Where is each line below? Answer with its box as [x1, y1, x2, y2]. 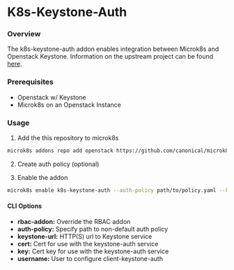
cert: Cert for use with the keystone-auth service [17, 240, 159, 248]
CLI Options [7, 202, 42, 210]
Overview [7, 29, 41, 39]
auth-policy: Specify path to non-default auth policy [17, 225, 169, 234]
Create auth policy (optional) [17, 160, 100, 168]
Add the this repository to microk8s [17, 134, 119, 142]
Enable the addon [17, 173, 68, 181]
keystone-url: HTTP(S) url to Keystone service [17, 232, 153, 241]
